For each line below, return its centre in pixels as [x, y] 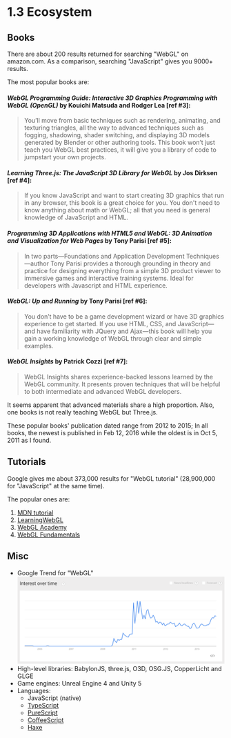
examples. [39, 346]
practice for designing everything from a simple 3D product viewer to [122, 270]
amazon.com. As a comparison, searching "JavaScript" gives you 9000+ [110, 61]
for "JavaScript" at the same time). [56, 486]
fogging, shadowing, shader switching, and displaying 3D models [117, 135]
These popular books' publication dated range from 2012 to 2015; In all [108, 426]
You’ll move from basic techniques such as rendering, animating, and [122, 121]
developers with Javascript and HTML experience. [96, 285]
